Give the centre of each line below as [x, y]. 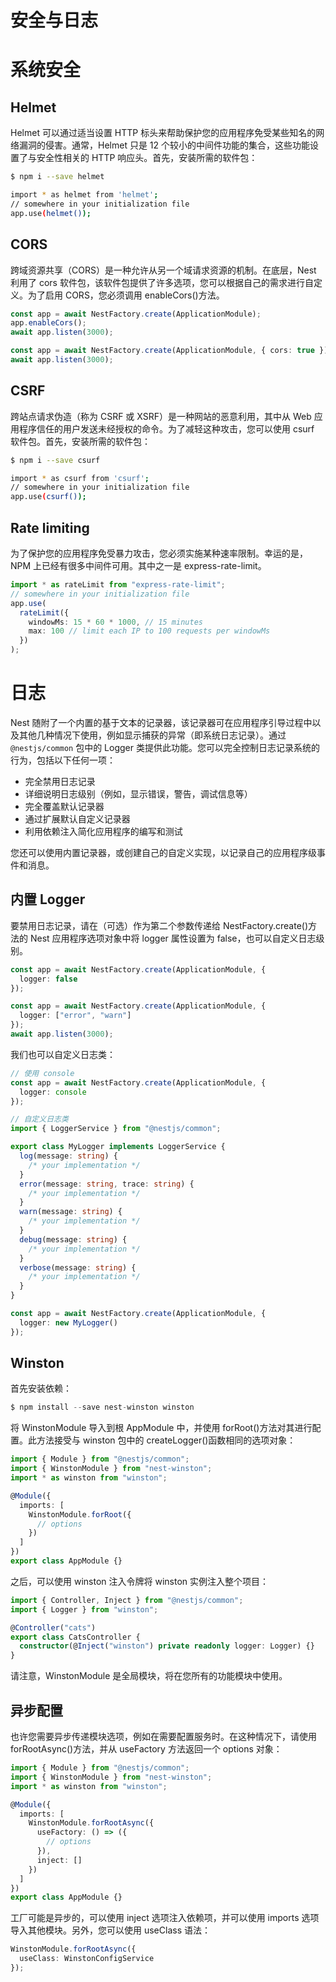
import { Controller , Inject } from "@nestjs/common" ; [127, 1600]
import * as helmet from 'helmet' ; [84, 195]
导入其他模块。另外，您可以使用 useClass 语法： [110, 1930]
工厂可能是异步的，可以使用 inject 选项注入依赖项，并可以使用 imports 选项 [165, 1918]
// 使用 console [42, 1073]
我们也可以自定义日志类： [63, 1054]
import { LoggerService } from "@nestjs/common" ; [116, 1129]
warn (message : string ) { [71, 1212]
